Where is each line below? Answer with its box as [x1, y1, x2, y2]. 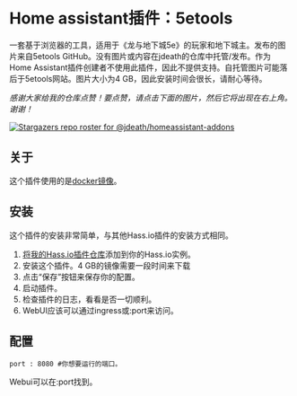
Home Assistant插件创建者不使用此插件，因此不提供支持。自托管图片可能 [9, 62, 280, 73]
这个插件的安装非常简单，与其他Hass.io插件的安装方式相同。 [9, 230, 233, 241]
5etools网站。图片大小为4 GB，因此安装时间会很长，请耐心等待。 [24, 73, 267, 84]
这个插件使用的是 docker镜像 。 [9, 175, 122, 186]
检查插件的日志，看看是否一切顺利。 [22, 294, 157, 304]
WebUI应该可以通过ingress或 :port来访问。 [22, 304, 179, 315]
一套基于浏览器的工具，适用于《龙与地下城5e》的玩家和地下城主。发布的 [9, 40, 278, 50]
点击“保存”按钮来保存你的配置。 [22, 271, 141, 282]
